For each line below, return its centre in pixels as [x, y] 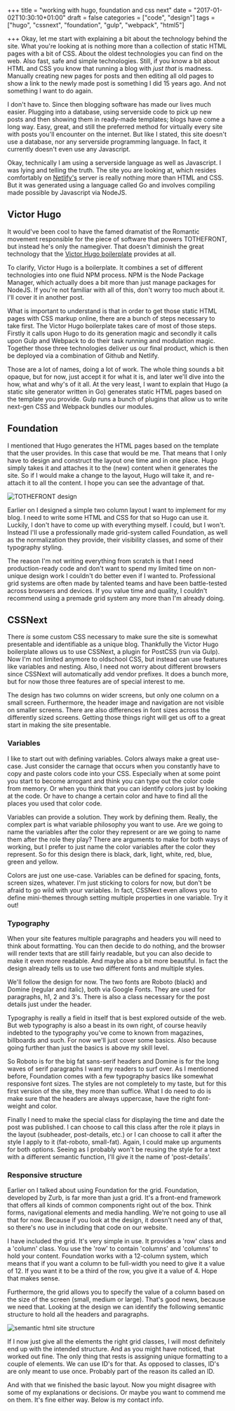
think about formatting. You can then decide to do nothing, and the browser [116, 946]
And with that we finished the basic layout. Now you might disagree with [112, 1385]
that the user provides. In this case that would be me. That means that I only [117, 453]
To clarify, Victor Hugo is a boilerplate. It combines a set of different [105, 267]
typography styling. [35, 547]
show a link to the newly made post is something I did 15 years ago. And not [117, 83]
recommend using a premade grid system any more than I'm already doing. [116, 598]
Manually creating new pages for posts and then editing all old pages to [111, 76]
